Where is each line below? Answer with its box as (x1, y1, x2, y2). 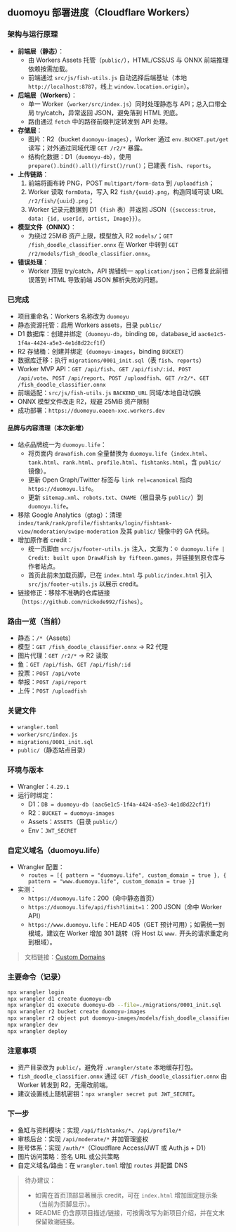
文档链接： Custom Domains (24, 953, 105, 961)
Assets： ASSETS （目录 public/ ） (27, 818, 122, 826)
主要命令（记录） (7, 973, 65, 982)
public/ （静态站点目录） (17, 745, 89, 754)
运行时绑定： (17, 791, 55, 800)
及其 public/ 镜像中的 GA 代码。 (119, 527, 214, 536)
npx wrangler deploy (7, 1027, 68, 1035)
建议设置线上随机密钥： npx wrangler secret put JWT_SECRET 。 (17, 1089, 199, 1098)
